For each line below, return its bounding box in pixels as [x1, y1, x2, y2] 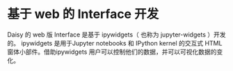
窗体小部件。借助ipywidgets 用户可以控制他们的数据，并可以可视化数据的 [7, 48, 217, 56]
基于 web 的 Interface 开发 [7, 6, 159, 22]
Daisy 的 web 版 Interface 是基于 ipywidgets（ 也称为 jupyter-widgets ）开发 [7, 30, 226, 39]
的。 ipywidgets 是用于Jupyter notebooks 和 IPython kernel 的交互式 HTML [7, 39, 223, 47]
